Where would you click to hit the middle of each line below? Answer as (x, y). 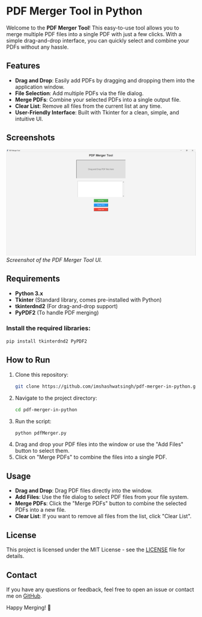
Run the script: (33, 421)
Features (23, 66)
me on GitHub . (24, 596)
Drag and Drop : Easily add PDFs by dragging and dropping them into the (105, 80)
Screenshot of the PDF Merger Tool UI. (54, 260)
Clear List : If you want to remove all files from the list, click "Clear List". (103, 516)
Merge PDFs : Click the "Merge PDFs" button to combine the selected (101, 503)
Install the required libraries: (48, 328)
